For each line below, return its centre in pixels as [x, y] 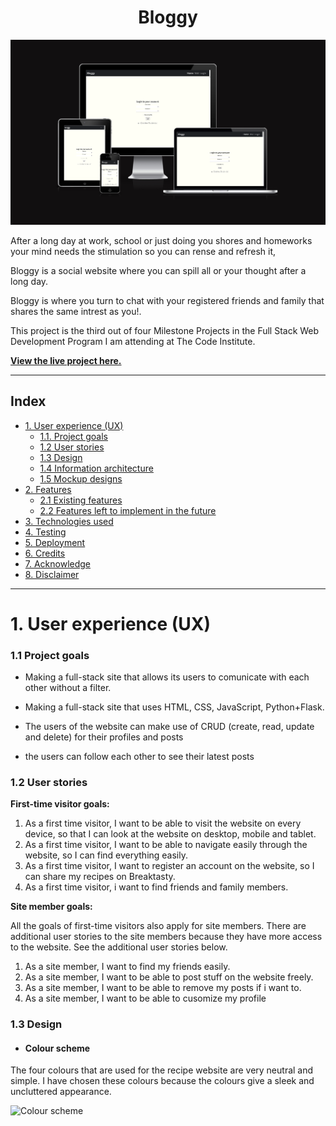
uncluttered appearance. [61, 1092]
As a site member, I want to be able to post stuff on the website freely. [169, 977]
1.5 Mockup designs [81, 478]
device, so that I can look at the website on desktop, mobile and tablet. [170, 834]
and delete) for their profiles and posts [104, 737]
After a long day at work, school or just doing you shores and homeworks [161, 240]
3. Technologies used [69, 521]
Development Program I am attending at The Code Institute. [133, 341]
